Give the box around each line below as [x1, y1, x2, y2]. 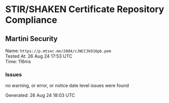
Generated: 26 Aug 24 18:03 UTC [5, 92, 75, 98]
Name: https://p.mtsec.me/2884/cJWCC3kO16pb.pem [5, 48, 112, 54]
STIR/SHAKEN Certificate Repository [5, 4, 164, 15]
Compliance [5, 14, 57, 26]
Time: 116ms [5, 59, 31, 64]
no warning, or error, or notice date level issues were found [5, 82, 129, 89]
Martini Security [5, 34, 58, 43]
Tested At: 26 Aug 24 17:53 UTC [5, 53, 73, 59]
